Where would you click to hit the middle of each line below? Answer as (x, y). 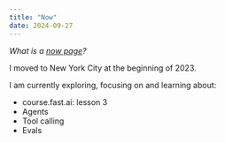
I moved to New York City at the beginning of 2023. (103, 68)
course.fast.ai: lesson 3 (65, 102)
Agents (35, 111)
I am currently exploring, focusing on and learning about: (113, 85)
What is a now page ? (48, 50)
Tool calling (43, 121)
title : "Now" (33, 17)
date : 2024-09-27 (41, 26)
